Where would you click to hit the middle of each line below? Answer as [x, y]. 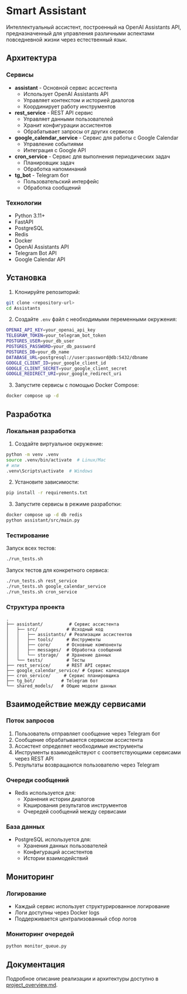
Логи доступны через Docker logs [57, 913]
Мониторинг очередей [40, 934]
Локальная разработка [41, 431]
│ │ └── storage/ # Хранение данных [59, 655]
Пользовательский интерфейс [61, 181]
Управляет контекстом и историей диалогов [79, 100]
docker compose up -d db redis [44, 515]
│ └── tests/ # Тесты [45, 660]
